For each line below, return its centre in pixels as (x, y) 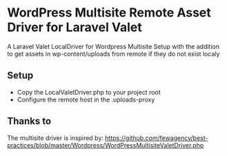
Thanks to (29, 121)
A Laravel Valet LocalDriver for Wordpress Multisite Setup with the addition (113, 46)
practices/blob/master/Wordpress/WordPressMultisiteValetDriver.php (106, 145)
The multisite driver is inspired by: (55, 138)
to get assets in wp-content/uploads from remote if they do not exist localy (113, 54)
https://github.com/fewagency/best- (156, 138)
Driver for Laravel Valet (75, 27)
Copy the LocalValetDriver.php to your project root (89, 92)
